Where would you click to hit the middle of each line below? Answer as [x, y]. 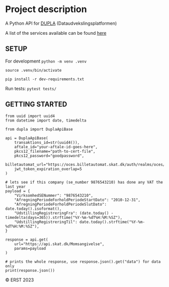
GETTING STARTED [36, 104]
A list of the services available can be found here [56, 33]
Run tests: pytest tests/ [31, 88]
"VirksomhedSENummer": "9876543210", [54, 195]
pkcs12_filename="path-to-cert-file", [55, 151]
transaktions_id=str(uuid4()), [47, 142]
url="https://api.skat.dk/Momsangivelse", [59, 244]
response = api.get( [27, 240]
